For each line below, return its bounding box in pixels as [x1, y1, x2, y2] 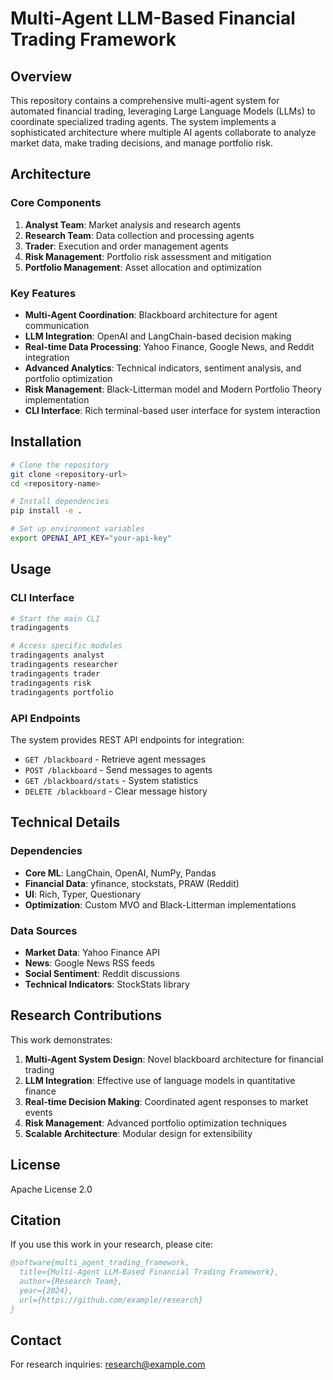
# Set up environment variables [10, 524, 145, 534]
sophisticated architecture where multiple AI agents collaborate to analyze [10, 127, 317, 138]
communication [24, 319, 90, 331]
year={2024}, [19, 1285, 74, 1296]
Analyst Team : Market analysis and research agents [24, 218, 242, 231]
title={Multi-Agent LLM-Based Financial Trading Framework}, [19, 1267, 280, 1277]
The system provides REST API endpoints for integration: [10, 733, 245, 746]
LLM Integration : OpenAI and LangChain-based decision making [24, 330, 292, 342]
